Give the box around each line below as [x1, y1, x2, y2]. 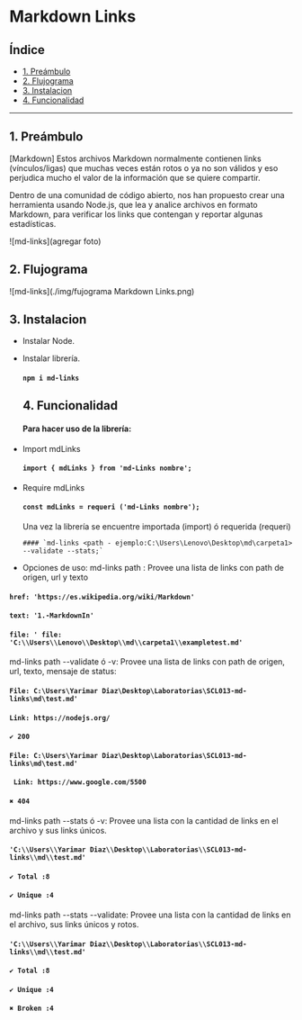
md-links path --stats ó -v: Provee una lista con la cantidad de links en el [9, 815, 279, 826]
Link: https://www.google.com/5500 [13, 778, 147, 787]
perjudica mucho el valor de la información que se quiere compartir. [9, 172, 261, 183]
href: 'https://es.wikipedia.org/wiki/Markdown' [9, 592, 195, 601]
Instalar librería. [22, 353, 81, 364]
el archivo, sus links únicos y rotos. [9, 918, 139, 929]
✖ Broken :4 [9, 1004, 54, 1014]
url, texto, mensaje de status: [9, 666, 117, 677]
